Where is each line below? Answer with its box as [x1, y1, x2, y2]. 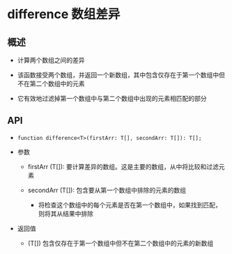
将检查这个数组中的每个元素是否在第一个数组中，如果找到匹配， [38, 200, 222, 209]
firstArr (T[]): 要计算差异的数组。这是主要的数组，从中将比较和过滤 [27, 162, 219, 170]
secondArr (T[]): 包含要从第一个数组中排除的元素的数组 [27, 186, 187, 194]
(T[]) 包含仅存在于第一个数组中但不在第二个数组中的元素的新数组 [27, 239, 214, 247]
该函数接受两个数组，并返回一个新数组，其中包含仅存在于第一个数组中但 [17, 71, 225, 79]
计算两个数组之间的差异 [17, 56, 85, 64]
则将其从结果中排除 [38, 209, 94, 218]
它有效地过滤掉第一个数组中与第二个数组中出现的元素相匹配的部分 [17, 95, 207, 102]
